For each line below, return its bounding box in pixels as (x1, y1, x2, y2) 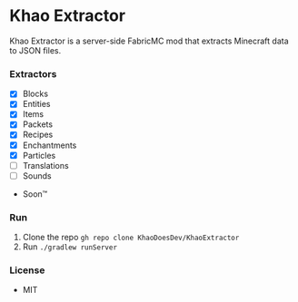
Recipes (22, 129, 54, 141)
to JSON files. (9, 44, 62, 55)
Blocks (22, 88, 48, 100)
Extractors (9, 67, 57, 80)
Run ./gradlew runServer (22, 241, 118, 252)
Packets (22, 119, 53, 130)
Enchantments (22, 140, 77, 151)
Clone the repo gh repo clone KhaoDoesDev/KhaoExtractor (22, 232, 240, 243)
